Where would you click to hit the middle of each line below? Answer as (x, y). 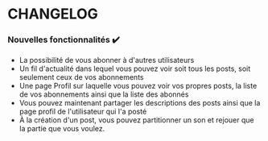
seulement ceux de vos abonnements (81, 77)
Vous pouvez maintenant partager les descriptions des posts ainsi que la (140, 103)
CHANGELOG (53, 14)
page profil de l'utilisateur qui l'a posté (83, 112)
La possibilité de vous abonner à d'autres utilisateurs (107, 60)
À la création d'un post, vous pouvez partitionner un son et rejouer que (136, 120)
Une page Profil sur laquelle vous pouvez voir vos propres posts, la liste (138, 86)
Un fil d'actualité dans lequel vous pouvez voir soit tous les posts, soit (135, 68)
